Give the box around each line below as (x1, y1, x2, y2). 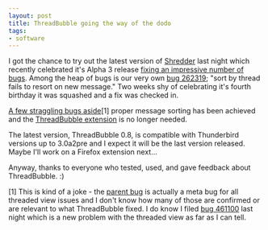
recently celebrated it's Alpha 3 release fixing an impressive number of (8, 65, 245, 75)
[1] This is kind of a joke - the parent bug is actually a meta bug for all (8, 187, 239, 197)
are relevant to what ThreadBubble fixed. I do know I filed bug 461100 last (8, 204, 253, 214)
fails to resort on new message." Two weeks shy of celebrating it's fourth (8, 82, 252, 92)
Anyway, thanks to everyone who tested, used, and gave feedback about (8, 162, 251, 173)
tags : (8, 27, 27, 35)
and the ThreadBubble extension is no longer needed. (8, 114, 188, 125)
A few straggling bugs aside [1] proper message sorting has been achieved (8, 106, 256, 116)
